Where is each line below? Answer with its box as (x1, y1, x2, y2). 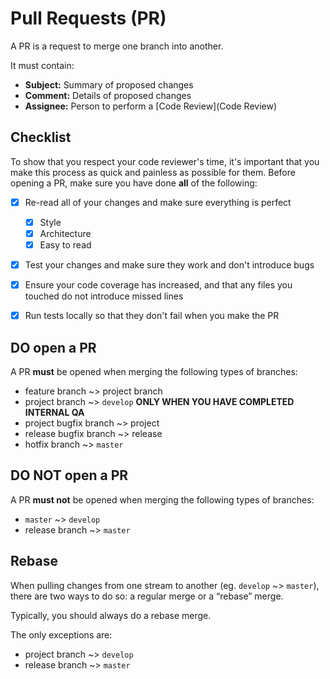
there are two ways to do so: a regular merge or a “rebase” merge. (10, 590, 284, 602)
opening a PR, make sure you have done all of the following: (10, 177, 258, 189)
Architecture (39, 227, 92, 239)
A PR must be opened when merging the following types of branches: (10, 366, 298, 377)
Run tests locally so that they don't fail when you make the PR (24, 310, 280, 322)
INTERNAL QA (24, 407, 85, 418)
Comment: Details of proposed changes (24, 89, 192, 101)
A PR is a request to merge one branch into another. (10, 40, 224, 52)
